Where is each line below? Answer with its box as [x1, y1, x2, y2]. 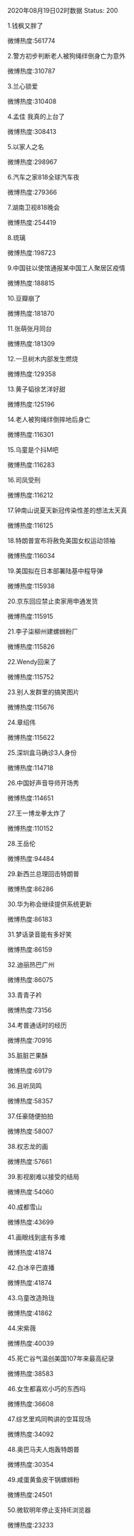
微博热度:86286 [7, 885, 54, 893]
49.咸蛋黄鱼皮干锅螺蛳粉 [7, 1475, 80, 1484]
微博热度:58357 [7, 1097, 53, 1105]
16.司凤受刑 [7, 476, 41, 484]
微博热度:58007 [7, 1127, 53, 1135]
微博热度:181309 [7, 339, 56, 348]
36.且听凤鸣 [7, 1082, 42, 1090]
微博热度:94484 [7, 855, 55, 862]
